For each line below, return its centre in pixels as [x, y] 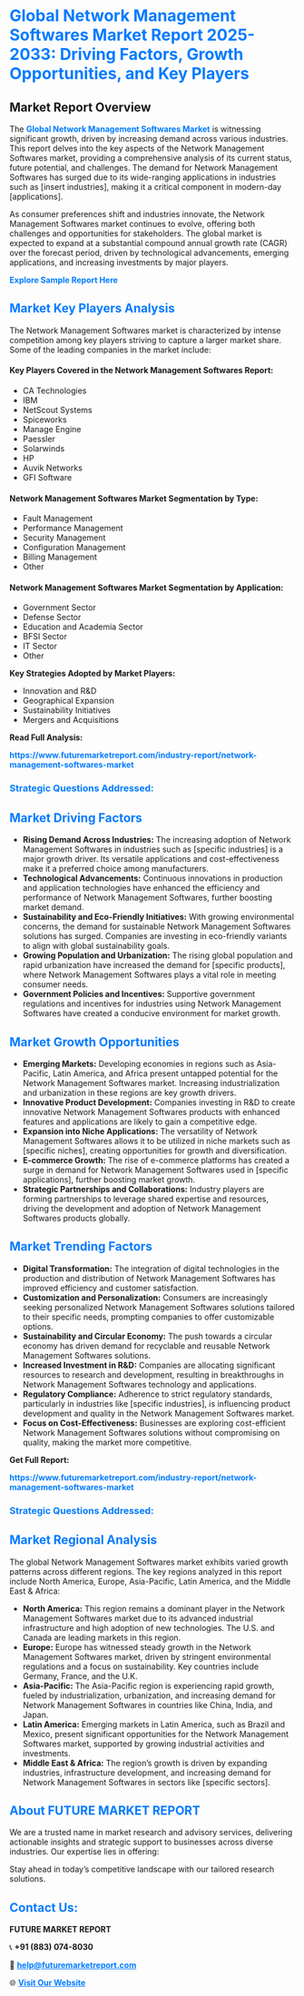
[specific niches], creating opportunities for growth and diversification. [155, 1151]
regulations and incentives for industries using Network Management [152, 1003]
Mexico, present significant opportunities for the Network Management [155, 1734]
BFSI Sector [45, 637]
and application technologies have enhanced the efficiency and [141, 888]
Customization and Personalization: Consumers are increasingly [145, 1297]
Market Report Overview [80, 107]
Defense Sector [52, 618]
